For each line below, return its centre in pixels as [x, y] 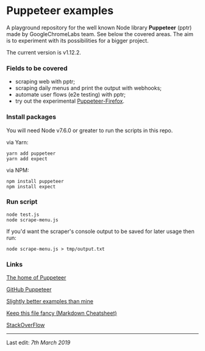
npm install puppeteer [35, 181]
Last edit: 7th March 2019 [38, 342]
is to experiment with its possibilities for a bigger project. [77, 40]
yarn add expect [27, 159]
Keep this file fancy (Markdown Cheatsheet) [62, 313]
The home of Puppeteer [36, 278]
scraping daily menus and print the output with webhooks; [88, 88]
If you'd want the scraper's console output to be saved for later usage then [101, 231]
